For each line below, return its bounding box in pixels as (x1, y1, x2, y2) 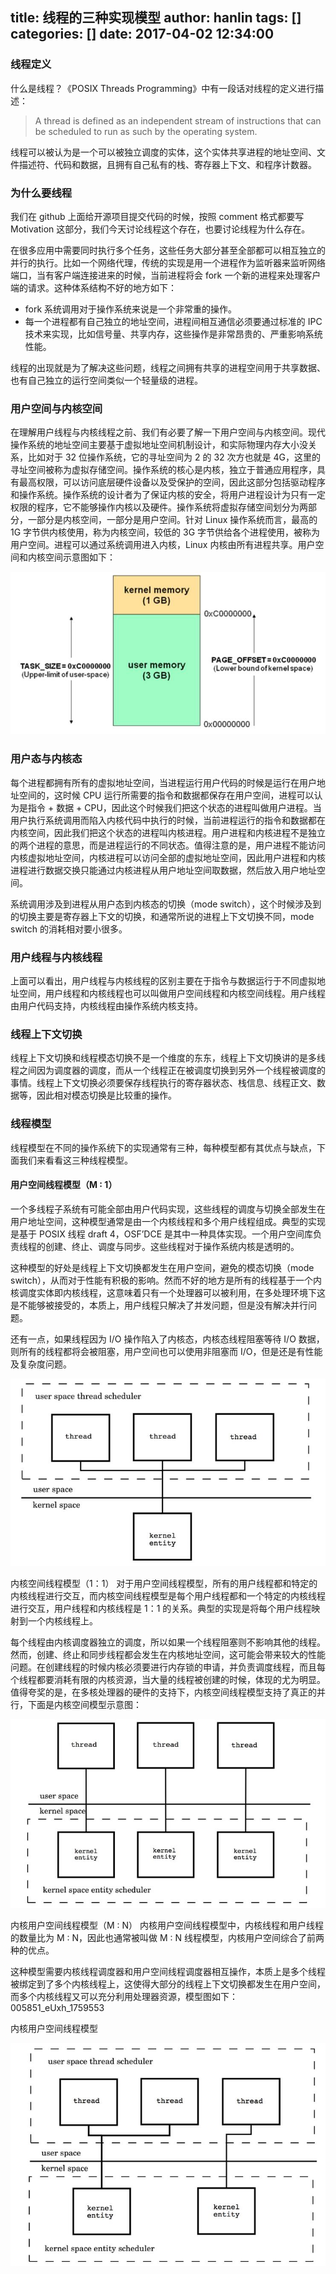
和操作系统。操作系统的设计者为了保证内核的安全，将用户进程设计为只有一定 (10, 489, 326, 501)
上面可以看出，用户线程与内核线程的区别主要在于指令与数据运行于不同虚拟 (10, 975, 317, 987)
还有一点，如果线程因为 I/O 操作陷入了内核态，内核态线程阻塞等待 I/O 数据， (10, 1333, 325, 1345)
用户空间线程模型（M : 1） (10, 1179, 118, 1191)
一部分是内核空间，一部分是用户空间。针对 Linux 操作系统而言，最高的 (27, 514, 318, 526)
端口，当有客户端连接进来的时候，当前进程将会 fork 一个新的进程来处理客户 (10, 269, 322, 281)
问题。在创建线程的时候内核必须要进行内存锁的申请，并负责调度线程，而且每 (10, 1661, 326, 1673)
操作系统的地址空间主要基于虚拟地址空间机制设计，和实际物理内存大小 (10, 439, 300, 451)
